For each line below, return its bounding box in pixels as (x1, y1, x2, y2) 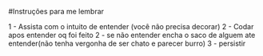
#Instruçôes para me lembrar (8, 7, 105, 16)
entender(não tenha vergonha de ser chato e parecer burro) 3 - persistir (8, 39, 246, 48)
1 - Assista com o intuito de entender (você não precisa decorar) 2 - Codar (8, 22, 254, 31)
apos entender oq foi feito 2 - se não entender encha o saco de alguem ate (8, 31, 256, 39)
